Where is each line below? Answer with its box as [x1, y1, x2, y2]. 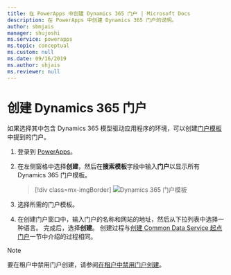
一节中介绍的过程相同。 [29, 233, 97, 241]
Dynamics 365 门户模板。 [17, 171, 92, 179]
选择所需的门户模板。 [17, 200, 78, 209]
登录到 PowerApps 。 [17, 148, 77, 156]
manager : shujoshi [7, 29, 60, 37]
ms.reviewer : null [7, 68, 60, 75]
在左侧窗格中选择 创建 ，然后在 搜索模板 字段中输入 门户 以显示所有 [17, 162, 200, 170]
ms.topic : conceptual [7, 42, 70, 49]
